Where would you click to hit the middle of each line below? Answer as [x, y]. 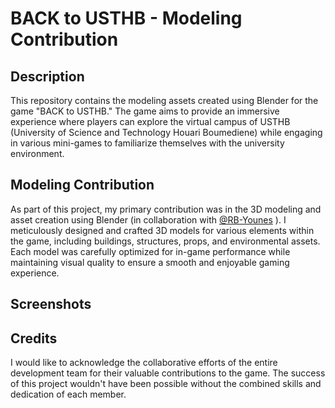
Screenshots [51, 304]
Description [47, 76]
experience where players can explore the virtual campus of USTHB [150, 121]
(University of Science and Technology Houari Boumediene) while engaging [166, 132]
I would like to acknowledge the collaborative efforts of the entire [144, 363]
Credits [34, 338]
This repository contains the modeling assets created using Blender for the [164, 100]
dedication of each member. [68, 394]
